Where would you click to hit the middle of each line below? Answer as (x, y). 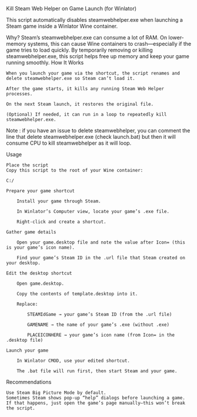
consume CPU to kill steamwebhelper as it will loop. (69, 143)
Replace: (27, 304)
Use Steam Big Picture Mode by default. (56, 393)
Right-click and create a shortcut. (62, 222)
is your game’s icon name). (41, 248)
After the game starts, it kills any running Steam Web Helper (85, 89)
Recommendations (29, 382)
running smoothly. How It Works (45, 62)
